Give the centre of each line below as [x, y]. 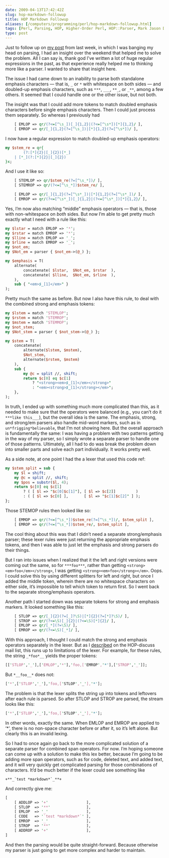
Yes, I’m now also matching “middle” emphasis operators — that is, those [81, 209]
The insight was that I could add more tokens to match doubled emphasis [81, 104]
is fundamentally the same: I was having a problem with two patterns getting [84, 433]
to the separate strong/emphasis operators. [50, 592]
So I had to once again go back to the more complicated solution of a [77, 743]
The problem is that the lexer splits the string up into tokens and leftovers [81, 693]
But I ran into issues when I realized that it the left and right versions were [81, 560]
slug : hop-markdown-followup [36, 15]
